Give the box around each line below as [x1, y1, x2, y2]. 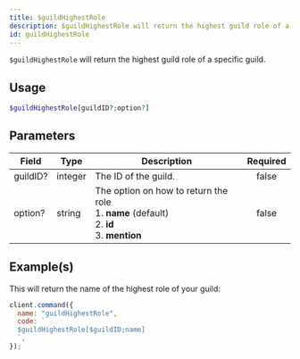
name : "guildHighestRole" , [17, 309, 118, 318]
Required [246, 154, 287, 167]
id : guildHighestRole [9, 29, 90, 38]
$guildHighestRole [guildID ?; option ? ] [9, 104, 150, 113]
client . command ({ [9, 300, 74, 309]
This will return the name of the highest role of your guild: [9, 283, 221, 294]
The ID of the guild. [95, 170, 176, 182]
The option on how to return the [95, 184, 229, 196]
